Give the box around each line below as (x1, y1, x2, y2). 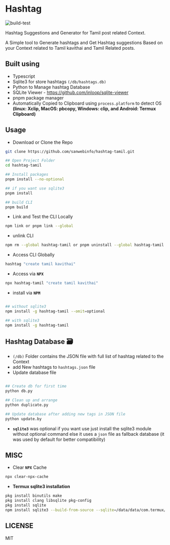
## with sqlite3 (5, 318, 39, 323)
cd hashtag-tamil (5, 163, 42, 168)
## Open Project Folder (5, 158, 56, 163)
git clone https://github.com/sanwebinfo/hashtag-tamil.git (5, 149, 135, 154)
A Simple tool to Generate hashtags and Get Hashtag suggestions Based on (5, 39, 163, 46)
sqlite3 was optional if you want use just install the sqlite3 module (12, 425, 152, 432)
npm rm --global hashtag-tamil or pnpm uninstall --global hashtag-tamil (5, 242, 164, 248)
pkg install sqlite (5, 502, 47, 508)
